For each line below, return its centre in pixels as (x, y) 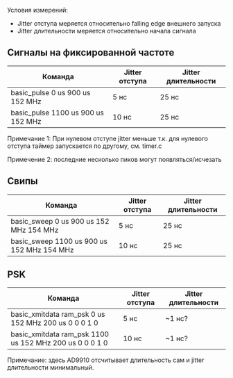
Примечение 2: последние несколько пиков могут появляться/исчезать (114, 159)
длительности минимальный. (51, 368)
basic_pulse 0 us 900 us (51, 92)
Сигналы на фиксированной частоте (91, 52)
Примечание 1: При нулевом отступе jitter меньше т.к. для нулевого (108, 138)
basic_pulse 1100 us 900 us (57, 113)
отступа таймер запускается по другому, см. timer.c (85, 146)
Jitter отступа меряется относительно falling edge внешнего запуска (119, 23)
